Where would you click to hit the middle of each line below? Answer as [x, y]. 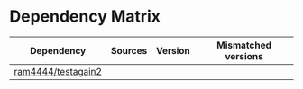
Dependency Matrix [85, 17]
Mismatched [244, 45]
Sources [129, 50]
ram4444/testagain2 [58, 71]
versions [244, 56]
